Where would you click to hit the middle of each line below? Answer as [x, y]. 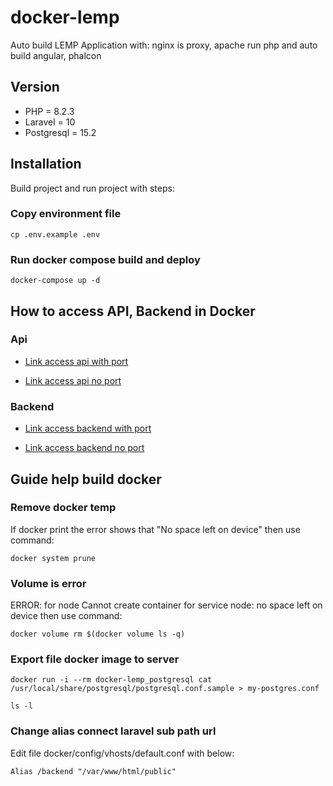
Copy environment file [66, 214]
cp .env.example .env [55, 234]
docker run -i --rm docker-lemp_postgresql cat [111, 680]
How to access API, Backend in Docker [133, 311]
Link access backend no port [84, 448]
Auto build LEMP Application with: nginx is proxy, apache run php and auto [164, 45]
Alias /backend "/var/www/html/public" [93, 771]
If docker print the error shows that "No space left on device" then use [155, 529]
